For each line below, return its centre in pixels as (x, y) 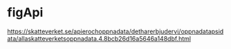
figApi (25, 13)
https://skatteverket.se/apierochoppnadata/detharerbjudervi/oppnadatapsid (115, 31)
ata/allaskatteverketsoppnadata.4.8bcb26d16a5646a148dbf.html (99, 38)
